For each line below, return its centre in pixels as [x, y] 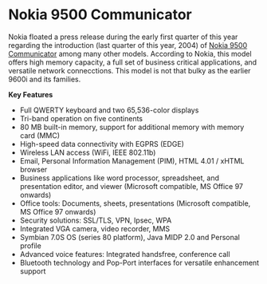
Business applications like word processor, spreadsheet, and [119, 178]
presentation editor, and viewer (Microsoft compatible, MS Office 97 [131, 186]
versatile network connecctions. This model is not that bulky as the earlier [130, 70]
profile [30, 246]
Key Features [31, 94]
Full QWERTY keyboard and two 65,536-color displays [109, 110]
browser [33, 169]
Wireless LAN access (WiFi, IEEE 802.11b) [88, 152]
